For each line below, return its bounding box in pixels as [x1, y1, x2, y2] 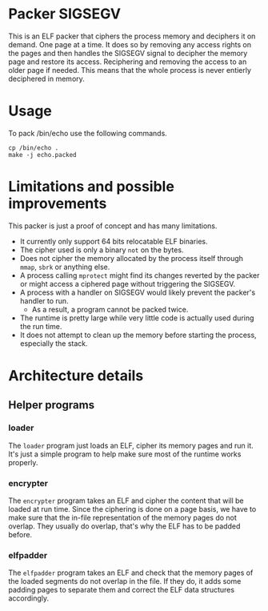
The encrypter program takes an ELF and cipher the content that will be [8, 496, 244, 505]
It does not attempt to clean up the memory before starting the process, [19, 330, 258, 340]
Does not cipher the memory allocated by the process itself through [19, 253, 244, 263]
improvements [8, 195, 107, 213]
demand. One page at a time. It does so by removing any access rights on [8, 39, 252, 49]
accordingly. [8, 593, 50, 603]
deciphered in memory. [8, 74, 86, 83]
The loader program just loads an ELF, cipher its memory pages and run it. [8, 440, 254, 450]
